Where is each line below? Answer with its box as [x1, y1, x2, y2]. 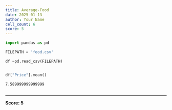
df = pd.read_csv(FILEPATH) [5, 59, 63, 64]
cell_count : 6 [5, 21, 36, 27]
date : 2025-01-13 [5, 12, 42, 17]
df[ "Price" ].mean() [5, 72, 47, 77]
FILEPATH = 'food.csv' [5, 49, 54, 54]
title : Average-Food [5, 7, 50, 13]
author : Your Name [5, 17, 45, 22]
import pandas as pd [5, 40, 50, 46]
